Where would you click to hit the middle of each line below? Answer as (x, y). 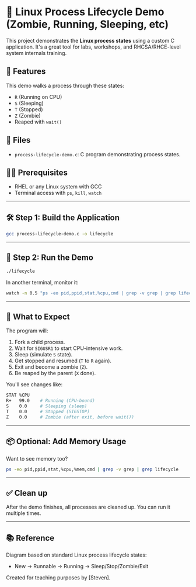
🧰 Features (26, 72)
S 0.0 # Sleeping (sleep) (47, 406)
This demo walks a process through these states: (65, 85)
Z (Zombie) (27, 115)
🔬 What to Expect (38, 317)
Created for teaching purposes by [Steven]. (58, 578)
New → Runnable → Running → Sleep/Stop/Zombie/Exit (81, 567)
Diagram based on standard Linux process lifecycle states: (76, 555)
